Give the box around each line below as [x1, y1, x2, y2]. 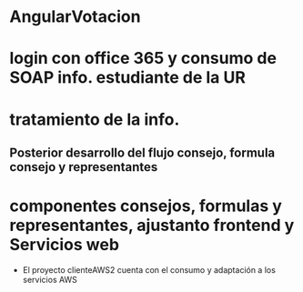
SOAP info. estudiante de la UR [9, 67, 246, 88]
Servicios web [9, 235, 120, 256]
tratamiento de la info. [9, 109, 180, 129]
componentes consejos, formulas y [9, 196, 282, 216]
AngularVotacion [9, 6, 141, 27]
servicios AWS [22, 274, 77, 285]
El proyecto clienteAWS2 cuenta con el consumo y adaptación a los [22, 264, 276, 275]
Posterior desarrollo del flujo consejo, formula [9, 145, 276, 160]
